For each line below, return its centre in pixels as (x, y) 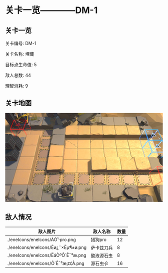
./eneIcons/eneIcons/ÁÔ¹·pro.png (41, 239)
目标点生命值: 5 (21, 65)
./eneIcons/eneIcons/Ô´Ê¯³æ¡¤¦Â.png (46, 263)
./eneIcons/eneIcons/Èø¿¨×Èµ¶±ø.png (47, 247)
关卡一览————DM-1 (51, 10)
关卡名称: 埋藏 (19, 54)
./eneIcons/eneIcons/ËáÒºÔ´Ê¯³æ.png (47, 255)
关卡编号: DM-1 (21, 43)
